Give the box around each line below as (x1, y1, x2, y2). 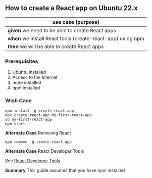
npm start (5, 121, 26, 127)
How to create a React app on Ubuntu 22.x (5, 4, 138, 12)
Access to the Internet (12, 74, 58, 81)
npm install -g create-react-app (5, 108, 74, 113)
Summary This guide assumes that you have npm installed (5, 168, 125, 174)
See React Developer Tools (5, 158, 60, 164)
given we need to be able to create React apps (7, 27, 116, 34)
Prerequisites (5, 58, 38, 65)
